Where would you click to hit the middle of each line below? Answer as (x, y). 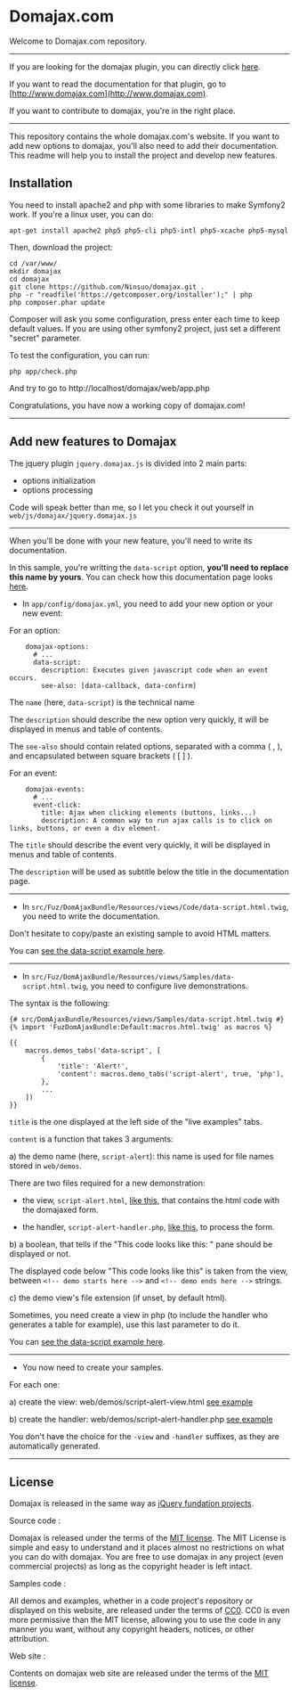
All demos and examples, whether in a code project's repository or (131, 1601)
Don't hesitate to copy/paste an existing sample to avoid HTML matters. (140, 933)
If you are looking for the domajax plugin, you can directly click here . (135, 66)
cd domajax (29, 279)
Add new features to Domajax (93, 442)
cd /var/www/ (33, 263)
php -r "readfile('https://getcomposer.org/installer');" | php (131, 295)
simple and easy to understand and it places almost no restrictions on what (147, 1547)
